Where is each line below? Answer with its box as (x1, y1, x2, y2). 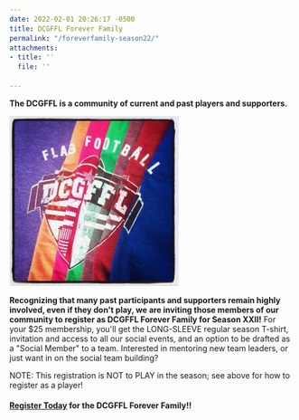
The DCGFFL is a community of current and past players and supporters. (9, 98, 288, 109)
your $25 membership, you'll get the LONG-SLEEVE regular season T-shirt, (9, 323, 289, 334)
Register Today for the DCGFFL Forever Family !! (9, 400, 192, 411)
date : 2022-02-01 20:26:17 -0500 (9, 14, 135, 24)
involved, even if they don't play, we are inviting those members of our (9, 304, 279, 315)
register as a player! (9, 379, 84, 390)
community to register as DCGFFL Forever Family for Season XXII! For (9, 313, 276, 325)
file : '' (17, 62, 51, 72)
